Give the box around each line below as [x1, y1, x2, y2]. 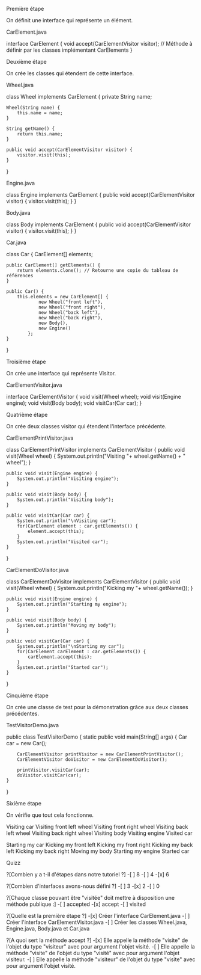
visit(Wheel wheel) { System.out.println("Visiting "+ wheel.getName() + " [6, 452, 186, 460]
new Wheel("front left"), [38, 299, 103, 305]
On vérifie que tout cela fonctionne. [6, 811, 94, 819]
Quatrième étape [6, 411, 48, 418]
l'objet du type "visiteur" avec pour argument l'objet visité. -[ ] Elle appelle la [6, 943, 195, 950]
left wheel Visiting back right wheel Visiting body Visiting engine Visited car [6, 829, 193, 837]
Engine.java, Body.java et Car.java [6, 925, 90, 932]
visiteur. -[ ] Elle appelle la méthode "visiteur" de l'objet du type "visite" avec [6, 956, 196, 963]
